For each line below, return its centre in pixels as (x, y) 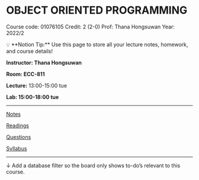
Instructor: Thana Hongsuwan (44, 62)
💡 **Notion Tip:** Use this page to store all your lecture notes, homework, (97, 44)
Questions (19, 137)
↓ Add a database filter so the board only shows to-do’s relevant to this (93, 165)
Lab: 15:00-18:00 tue (33, 97)
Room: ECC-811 (25, 74)
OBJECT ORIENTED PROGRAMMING (97, 10)
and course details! (30, 51)
